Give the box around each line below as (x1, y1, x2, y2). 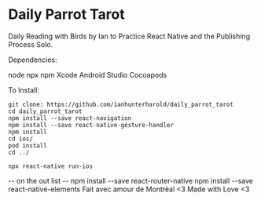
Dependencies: (8, 55, 57, 64)
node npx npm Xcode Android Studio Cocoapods (8, 70, 167, 79)
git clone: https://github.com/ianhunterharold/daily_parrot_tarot (8, 100, 234, 108)
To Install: (8, 85, 40, 95)
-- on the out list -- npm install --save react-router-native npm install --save (8, 176, 254, 185)
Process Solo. (8, 39, 53, 49)
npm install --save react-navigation (8, 114, 132, 122)
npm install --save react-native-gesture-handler (8, 121, 175, 129)
